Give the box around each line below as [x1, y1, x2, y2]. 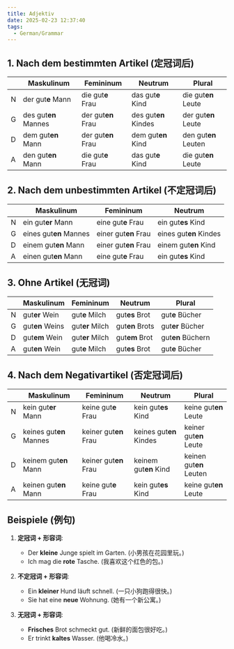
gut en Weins [23, 321, 65, 331]
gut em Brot [116, 332, 153, 342]
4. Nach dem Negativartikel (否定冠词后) [7, 369, 183, 381]
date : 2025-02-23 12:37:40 [7, 17, 86, 24]
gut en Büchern [161, 332, 210, 342]
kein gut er [23, 402, 56, 412]
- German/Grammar [13, 29, 64, 37]
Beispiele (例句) [7, 514, 76, 525]
